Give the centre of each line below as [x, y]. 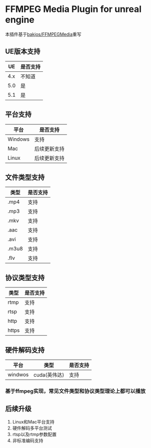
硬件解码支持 [25, 350]
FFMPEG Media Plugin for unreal [74, 9]
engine [20, 20]
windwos [18, 374]
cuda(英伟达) [49, 375]
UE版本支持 [23, 52]
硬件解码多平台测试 [32, 428]
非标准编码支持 [28, 441]
